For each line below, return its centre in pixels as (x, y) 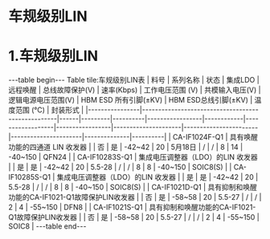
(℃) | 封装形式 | (57, 110)
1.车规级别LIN (53, 56)
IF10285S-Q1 (29, 177)
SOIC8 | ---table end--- (47, 226)
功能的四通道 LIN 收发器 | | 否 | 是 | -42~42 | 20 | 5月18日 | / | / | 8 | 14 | (126, 147)
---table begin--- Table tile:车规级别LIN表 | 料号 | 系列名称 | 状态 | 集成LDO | (134, 80)
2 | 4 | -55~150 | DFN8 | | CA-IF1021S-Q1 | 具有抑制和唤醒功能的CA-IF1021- (132, 207)
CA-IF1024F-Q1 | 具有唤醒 (215, 137)
